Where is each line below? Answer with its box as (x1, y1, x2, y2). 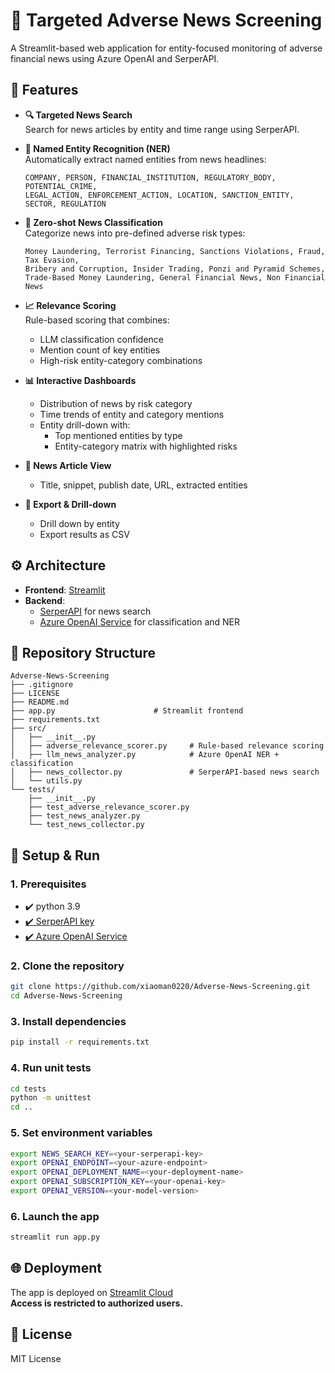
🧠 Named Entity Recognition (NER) (24, 142, 171, 154)
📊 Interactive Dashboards (24, 374, 137, 386)
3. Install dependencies (10, 1015, 127, 1029)
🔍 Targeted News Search (24, 109, 133, 121)
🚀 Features (10, 82, 79, 99)
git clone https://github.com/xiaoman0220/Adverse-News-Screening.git (10, 982, 311, 992)
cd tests (10, 1084, 47, 1094)
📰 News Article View (24, 459, 112, 471)
